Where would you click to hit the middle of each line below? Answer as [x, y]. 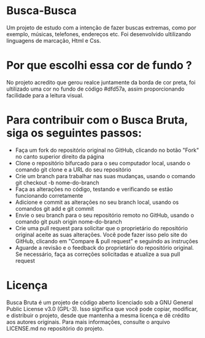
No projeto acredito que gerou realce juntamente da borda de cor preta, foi [101, 82]
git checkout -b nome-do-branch [57, 182]
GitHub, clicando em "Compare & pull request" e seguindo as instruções [106, 241]
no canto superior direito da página [60, 156]
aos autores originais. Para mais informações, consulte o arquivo [88, 321]
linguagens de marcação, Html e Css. [54, 40]
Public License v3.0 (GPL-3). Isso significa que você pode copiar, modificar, [102, 309]
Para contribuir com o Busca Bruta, [97, 120]
